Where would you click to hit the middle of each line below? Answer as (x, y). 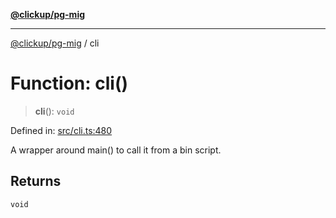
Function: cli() (69, 83)
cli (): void (54, 111)
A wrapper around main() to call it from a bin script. (116, 150)
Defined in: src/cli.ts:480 (61, 130)
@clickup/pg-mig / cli (55, 43)
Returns (36, 181)
